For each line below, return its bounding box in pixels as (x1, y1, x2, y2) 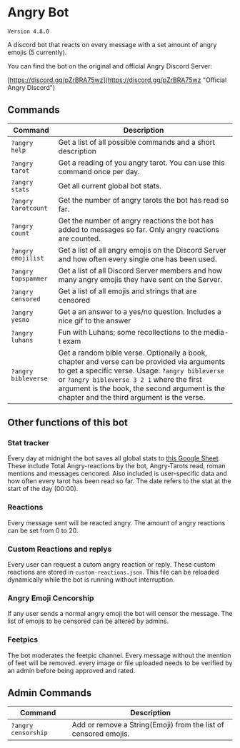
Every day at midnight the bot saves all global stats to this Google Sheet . (7, 454, 221, 463)
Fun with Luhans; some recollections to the (58, 327, 202, 337)
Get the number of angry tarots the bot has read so (58, 195, 229, 205)
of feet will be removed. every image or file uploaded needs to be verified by (7, 658, 233, 667)
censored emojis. (71, 729, 130, 739)
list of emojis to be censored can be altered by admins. (7, 617, 169, 625)
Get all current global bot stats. (58, 181, 162, 191)
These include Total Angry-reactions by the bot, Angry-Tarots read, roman (7, 462, 226, 470)
